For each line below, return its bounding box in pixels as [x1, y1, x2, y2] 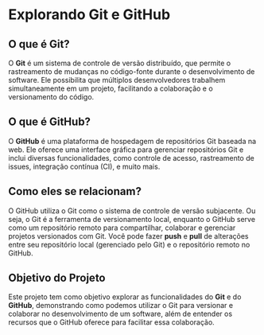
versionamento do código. [8, 92, 95, 101]
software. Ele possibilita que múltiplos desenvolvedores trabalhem [8, 76, 226, 84]
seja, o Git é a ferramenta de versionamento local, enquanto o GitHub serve [8, 214, 256, 224]
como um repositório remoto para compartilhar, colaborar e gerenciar [8, 223, 236, 232]
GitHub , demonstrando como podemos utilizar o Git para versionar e [8, 301, 233, 310]
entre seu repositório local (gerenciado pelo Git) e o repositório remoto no [8, 240, 250, 249]
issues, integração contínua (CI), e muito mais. [8, 162, 161, 171]
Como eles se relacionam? [8, 185, 142, 198]
